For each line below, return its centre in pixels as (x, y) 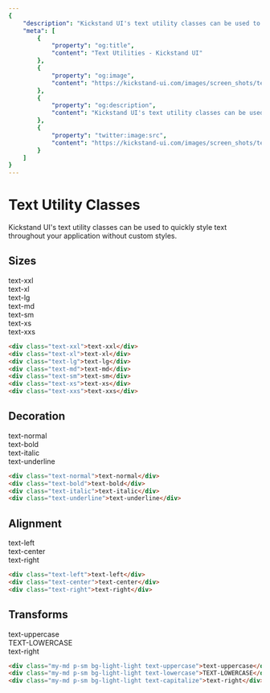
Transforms (38, 615)
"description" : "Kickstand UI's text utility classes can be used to (142, 23)
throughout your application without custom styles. (93, 236)
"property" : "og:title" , (93, 46)
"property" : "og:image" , (93, 76)
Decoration (37, 416)
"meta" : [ (39, 31)
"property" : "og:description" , (104, 105)
